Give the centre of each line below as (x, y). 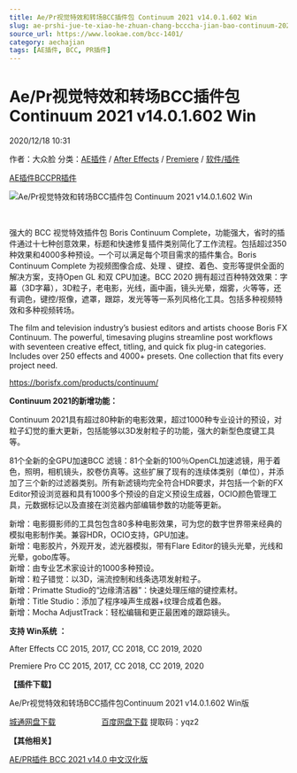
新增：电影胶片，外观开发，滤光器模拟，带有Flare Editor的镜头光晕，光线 (142, 546)
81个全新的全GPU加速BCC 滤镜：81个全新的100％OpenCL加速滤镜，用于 (141, 460)
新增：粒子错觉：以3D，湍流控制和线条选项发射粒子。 (107, 579)
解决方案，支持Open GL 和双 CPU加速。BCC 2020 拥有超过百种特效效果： (145, 277)
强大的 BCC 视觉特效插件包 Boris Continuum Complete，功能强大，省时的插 (147, 233)
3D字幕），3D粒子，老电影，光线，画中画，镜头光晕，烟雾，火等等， (149, 288)
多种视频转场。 (52, 310)
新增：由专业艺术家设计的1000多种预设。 (84, 568)
